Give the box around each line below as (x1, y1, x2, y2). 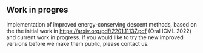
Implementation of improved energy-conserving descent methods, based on (6, 20, 197, 28)
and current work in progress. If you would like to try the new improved (6, 33, 184, 41)
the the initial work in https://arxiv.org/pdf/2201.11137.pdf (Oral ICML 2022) (6, 27, 192, 34)
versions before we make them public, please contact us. (6, 40, 150, 47)
